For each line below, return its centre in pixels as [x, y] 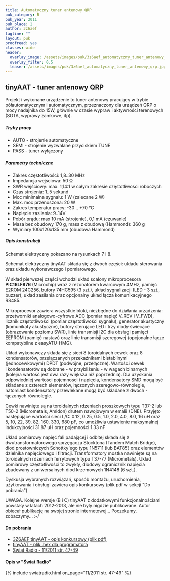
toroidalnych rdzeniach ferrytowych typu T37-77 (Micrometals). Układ [78, 458]
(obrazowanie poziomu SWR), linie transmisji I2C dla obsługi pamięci [77, 332]
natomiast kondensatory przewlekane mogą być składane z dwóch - [76, 390]
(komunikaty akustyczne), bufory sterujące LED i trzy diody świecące [78, 326]
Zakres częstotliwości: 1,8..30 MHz [49, 175]
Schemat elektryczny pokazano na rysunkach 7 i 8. [58, 254]
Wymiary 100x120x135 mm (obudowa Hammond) [64, 229]
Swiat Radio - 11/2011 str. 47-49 [45, 550]
